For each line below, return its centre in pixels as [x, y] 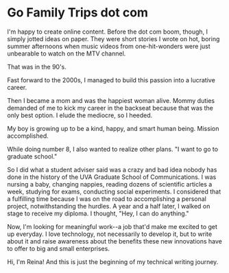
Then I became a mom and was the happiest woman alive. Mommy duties [111, 100]
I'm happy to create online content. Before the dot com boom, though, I [107, 32]
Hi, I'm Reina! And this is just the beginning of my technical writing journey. [113, 261]
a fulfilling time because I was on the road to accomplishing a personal [107, 199]
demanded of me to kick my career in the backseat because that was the [110, 108]
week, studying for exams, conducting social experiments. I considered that [114, 191]
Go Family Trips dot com [78, 13]
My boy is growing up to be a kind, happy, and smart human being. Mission [113, 128]
